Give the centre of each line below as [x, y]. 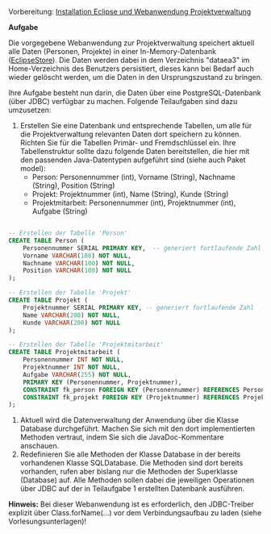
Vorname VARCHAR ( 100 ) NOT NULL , [77, 256]
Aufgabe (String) [60, 211]
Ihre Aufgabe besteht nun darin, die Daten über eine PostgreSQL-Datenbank [135, 93]
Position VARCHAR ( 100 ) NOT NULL [77, 271]
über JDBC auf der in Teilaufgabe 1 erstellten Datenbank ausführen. [132, 489]
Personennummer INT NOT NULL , [74, 360]
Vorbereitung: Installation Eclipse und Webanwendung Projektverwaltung [130, 12]
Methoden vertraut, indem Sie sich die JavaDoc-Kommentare [122, 437]
